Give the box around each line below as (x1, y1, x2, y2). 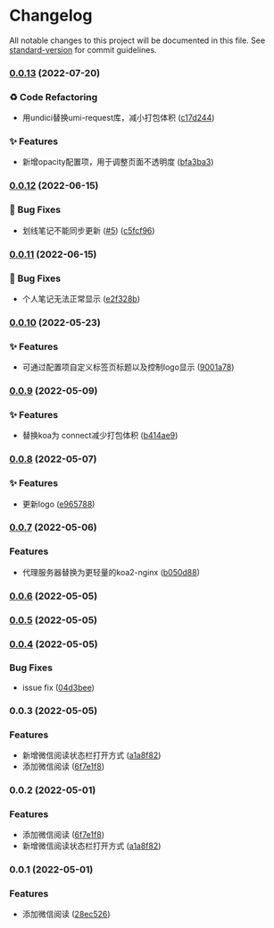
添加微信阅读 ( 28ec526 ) (21, 909, 111, 920)
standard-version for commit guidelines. (9, 44, 157, 55)
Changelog (9, 5, 93, 26)
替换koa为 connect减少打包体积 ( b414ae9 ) (21, 430, 179, 441)
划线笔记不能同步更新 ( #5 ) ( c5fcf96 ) (21, 225, 155, 235)
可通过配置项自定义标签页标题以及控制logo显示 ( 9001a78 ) (21, 362, 235, 372)
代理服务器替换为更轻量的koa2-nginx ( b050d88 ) (21, 566, 201, 577)
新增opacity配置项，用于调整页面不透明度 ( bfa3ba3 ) (21, 157, 214, 167)
